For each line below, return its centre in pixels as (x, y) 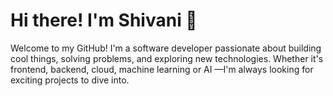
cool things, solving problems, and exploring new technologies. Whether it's (167, 58)
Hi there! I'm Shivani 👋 (104, 20)
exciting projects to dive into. (70, 80)
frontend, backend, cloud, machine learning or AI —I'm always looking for (162, 69)
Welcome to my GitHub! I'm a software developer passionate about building (166, 48)
